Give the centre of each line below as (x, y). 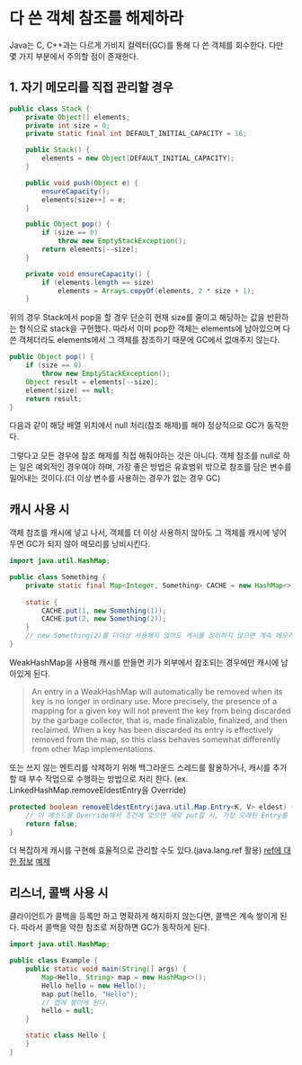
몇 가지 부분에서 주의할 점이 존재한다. (74, 56)
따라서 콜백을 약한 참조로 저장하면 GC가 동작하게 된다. (115, 927)
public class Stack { (50, 109)
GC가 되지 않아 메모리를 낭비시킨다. (88, 544)
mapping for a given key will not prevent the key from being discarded (161, 711)
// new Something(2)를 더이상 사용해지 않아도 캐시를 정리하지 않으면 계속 (149, 636)
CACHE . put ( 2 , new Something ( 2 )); (104, 619)
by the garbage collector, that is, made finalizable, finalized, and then (159, 720)
